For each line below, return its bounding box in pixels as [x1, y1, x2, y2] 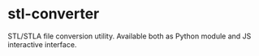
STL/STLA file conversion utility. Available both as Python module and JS [7, 31, 252, 41]
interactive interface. [7, 39, 77, 49]
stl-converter [7, 5, 100, 23]
